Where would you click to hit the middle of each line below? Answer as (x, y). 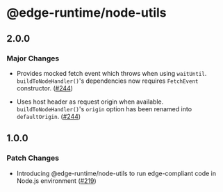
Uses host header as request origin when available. (90, 102)
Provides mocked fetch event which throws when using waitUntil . (111, 73)
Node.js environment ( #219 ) (56, 181)
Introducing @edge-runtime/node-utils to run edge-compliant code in (116, 173)
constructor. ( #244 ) (45, 88)
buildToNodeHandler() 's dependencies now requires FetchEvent (107, 81)
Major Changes (33, 58)
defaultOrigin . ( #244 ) (49, 116)
